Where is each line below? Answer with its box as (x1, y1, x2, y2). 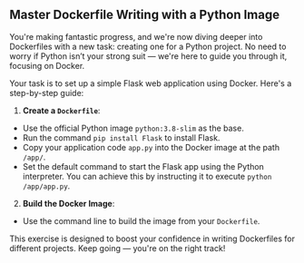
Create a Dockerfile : (22, 104, 101, 116)
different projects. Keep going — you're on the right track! (9, 242, 226, 253)
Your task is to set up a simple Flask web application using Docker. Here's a (9, 77, 292, 89)
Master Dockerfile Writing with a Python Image (9, 7, 279, 23)
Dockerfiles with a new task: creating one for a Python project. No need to (9, 41, 287, 52)
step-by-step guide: (9, 87, 84, 98)
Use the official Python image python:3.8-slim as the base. (22, 122, 245, 133)
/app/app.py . (22, 180, 71, 191)
